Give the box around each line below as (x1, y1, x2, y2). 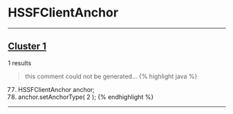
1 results (8, 58, 32, 67)
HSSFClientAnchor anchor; (17, 85, 95, 93)
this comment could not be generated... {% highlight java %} (24, 72, 198, 80)
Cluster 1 (8, 41, 47, 52)
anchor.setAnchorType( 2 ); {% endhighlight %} (17, 93, 154, 101)
